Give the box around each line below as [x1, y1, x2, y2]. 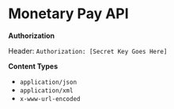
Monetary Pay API [8, 5, 129, 23]
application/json [19, 78, 78, 86]
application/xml [19, 86, 74, 95]
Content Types [8, 61, 59, 71]
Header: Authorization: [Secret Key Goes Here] [8, 46, 168, 55]
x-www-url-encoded [19, 95, 81, 103]
